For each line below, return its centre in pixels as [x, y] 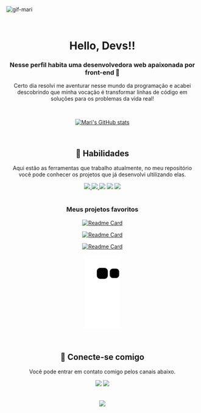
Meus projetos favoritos [102, 209]
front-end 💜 [102, 73]
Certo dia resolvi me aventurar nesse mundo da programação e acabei [102, 86]
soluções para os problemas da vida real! [102, 99]
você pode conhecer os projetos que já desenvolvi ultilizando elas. [102, 174]
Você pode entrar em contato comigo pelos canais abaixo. [102, 372]
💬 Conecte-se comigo [102, 357]
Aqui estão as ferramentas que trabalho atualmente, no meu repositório [102, 168]
